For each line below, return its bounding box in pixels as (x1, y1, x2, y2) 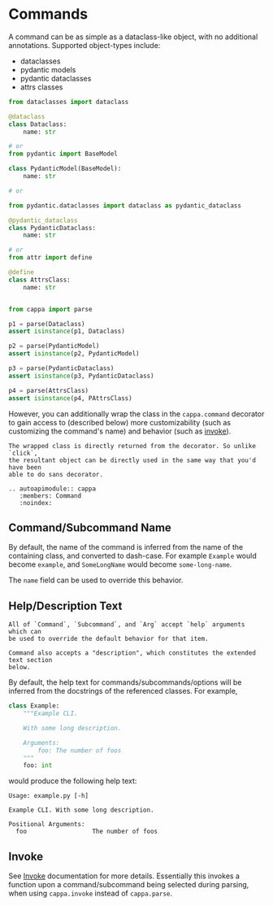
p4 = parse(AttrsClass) (8, 386, 89, 394)
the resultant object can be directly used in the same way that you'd (8, 456, 256, 464)
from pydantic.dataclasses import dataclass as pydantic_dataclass (8, 201, 242, 210)
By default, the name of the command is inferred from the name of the (8, 542, 244, 552)
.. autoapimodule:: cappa (8, 485, 96, 493)
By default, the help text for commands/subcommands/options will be (8, 677, 242, 687)
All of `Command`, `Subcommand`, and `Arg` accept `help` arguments (8, 621, 245, 629)
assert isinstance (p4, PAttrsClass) (8, 394, 132, 403)
